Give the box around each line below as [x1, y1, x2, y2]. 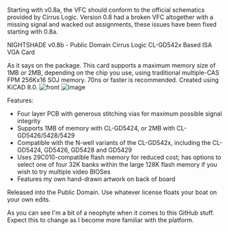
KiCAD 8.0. [7, 83, 38, 91]
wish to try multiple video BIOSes [16, 167, 111, 176]
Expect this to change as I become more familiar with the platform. [7, 216, 194, 224]
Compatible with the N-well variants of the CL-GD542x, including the [16, 139, 211, 146]
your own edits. [7, 195, 51, 204]
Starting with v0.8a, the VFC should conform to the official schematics [7, 6, 205, 14]
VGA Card [7, 48, 36, 56]
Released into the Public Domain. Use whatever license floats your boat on [7, 188, 217, 196]
